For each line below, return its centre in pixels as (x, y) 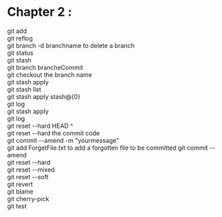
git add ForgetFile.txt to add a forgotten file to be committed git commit (108, 148)
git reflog (20, 38)
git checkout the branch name (50, 75)
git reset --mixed (31, 170)
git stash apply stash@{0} (44, 96)
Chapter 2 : (40, 12)
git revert (20, 184)
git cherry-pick (28, 198)
